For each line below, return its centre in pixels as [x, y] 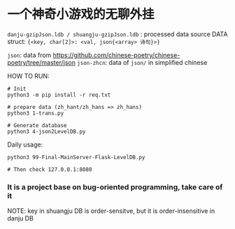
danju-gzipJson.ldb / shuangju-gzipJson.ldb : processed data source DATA [117, 34]
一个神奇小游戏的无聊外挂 [81, 14]
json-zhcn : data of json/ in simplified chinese [142, 62]
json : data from [29, 55]
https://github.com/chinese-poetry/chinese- [116, 55]
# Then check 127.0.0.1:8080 [50, 169]
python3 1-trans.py [36, 113]
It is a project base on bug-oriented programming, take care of [115, 187]
